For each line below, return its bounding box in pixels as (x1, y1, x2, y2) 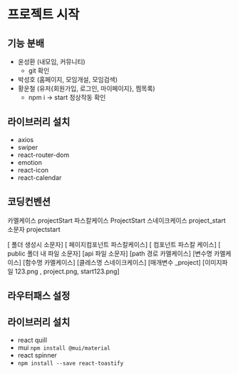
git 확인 (28, 66, 50, 75)
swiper (17, 143, 38, 151)
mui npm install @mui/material (17, 343, 110, 352)
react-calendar (17, 173, 62, 182)
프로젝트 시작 (7, 6, 80, 23)
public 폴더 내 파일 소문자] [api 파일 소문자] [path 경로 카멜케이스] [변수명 (7, 249, 212, 258)
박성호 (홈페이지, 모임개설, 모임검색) (17, 76, 118, 84)
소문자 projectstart (7, 225, 61, 233)
